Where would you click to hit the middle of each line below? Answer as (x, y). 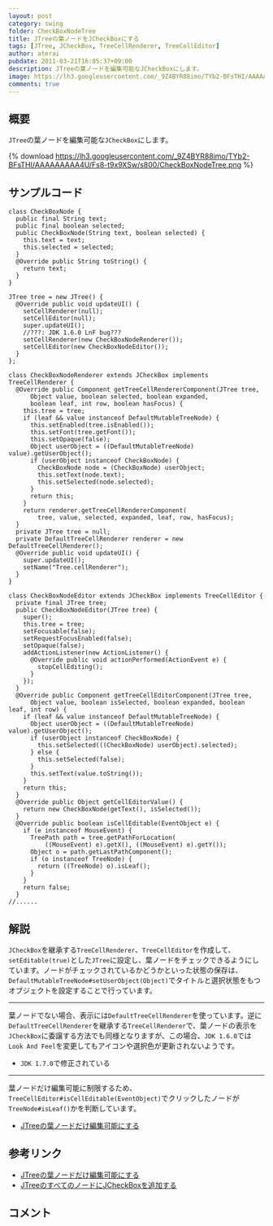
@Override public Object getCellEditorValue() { (100, 802)
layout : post (30, 16)
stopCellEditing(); (71, 667)
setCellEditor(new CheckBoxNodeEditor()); (96, 347)
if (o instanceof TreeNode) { (81, 859)
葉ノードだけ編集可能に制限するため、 (72, 1088)
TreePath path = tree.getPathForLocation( (103, 838)
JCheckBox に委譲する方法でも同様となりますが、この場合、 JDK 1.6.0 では (130, 1035)
